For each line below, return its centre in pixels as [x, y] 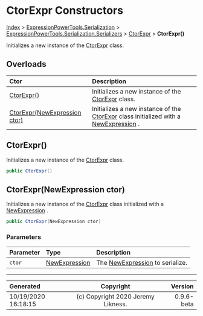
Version [182, 286]
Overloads [26, 64]
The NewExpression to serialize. [142, 263]
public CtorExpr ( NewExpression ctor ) [54, 222]
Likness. [115, 304]
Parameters [24, 237]
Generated [25, 286]
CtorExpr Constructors [65, 11]
